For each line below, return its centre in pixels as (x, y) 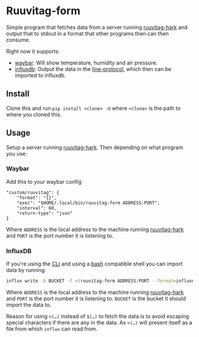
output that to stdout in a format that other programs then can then (87, 33)
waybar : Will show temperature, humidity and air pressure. (86, 63)
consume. (18, 40)
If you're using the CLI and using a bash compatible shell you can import (94, 264)
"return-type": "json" (45, 213)
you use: (17, 153)
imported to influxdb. (40, 75)
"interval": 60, (37, 208)
